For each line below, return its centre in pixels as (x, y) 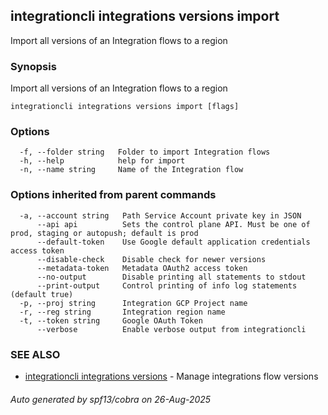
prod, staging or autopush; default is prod (104, 233)
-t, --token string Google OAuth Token (111, 320)
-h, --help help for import (102, 161)
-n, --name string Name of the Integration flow (131, 170)
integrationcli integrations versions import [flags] (125, 107)
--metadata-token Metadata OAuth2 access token (142, 268)
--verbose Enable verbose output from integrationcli (171, 329)
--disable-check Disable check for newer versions (151, 259)
